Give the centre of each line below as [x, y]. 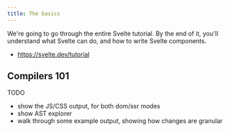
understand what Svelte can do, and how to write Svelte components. [107, 41]
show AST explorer [44, 114]
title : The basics [34, 14]
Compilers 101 [38, 76]
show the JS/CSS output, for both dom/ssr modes [89, 106]
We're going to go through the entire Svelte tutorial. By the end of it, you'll [113, 33]
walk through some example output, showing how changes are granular [120, 121]
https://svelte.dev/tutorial [54, 54]
